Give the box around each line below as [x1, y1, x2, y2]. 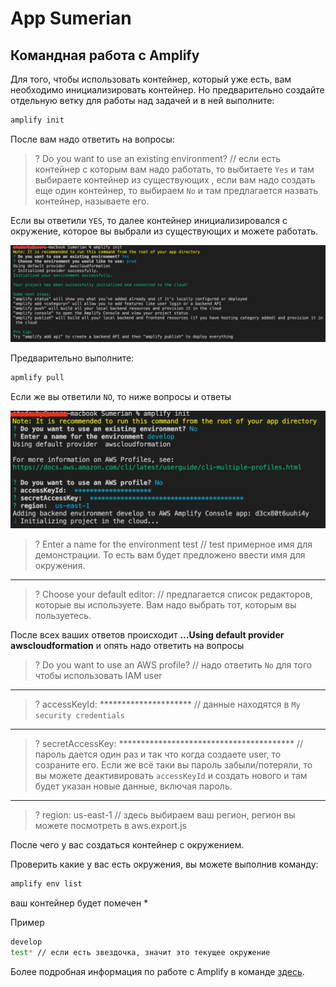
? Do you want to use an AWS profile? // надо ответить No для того [34, 659, 313, 671]
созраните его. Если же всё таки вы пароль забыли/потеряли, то [34, 759, 313, 771]
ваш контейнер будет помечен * [10, 897, 149, 909]
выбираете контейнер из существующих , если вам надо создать [34, 173, 316, 186]
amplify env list [10, 879, 83, 889]
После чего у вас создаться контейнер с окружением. [10, 839, 245, 851]
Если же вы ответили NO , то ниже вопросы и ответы [10, 391, 232, 403]
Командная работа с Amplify [10, 47, 200, 64]
